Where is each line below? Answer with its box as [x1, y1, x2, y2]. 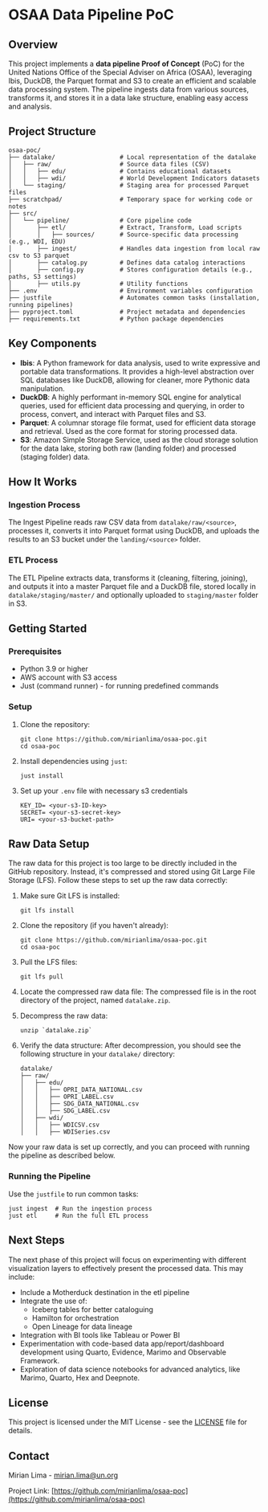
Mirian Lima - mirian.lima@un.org [8, 1470, 119, 1480]
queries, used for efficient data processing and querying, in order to [19, 400, 245, 411]
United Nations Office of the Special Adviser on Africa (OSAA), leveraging [8, 67, 253, 77]
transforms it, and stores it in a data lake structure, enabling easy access [8, 93, 249, 102]
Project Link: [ [8, 1486, 55, 1496]
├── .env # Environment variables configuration [8, 287, 253, 295]
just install [19, 771, 64, 780]
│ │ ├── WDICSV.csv [19, 1121, 100, 1130]
